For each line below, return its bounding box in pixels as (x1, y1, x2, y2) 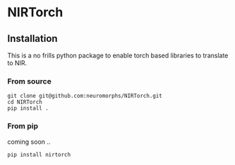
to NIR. (7, 59, 28, 67)
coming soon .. (7, 137, 51, 146)
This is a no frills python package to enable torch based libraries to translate (7, 51, 229, 59)
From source (7, 76, 52, 86)
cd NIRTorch (7, 98, 42, 106)
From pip (7, 121, 39, 131)
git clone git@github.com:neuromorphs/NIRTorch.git (7, 93, 162, 100)
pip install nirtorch (7, 151, 71, 158)
